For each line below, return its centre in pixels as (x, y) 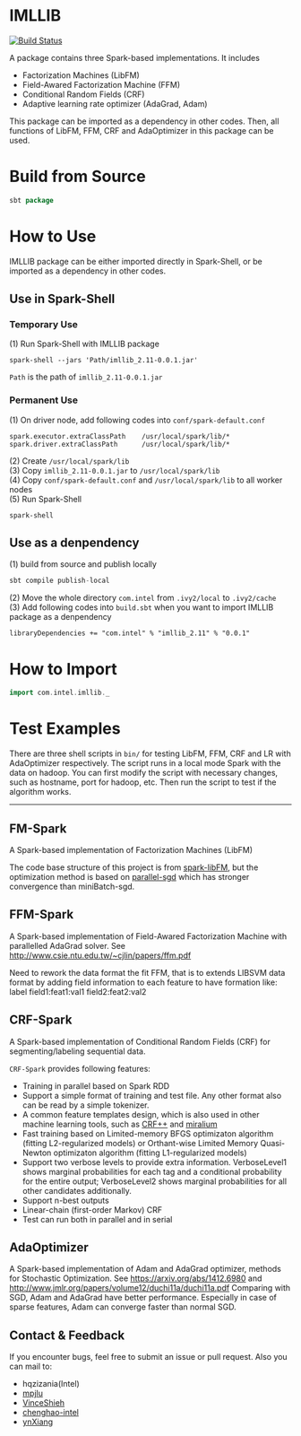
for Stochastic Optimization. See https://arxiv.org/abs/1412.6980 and (136, 1278)
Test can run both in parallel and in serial (97, 1219)
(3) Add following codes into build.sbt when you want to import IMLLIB (142, 607)
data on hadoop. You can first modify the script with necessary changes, (144, 773)
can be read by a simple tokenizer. (86, 1105)
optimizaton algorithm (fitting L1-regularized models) (150, 1153)
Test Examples (65, 729)
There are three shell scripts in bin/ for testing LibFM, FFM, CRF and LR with (150, 753)
